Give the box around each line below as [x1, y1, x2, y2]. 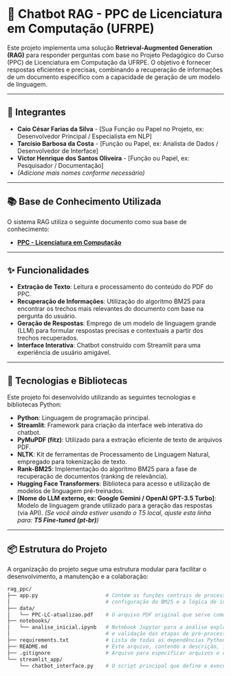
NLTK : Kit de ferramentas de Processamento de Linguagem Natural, [16, 450, 210, 459]
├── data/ [7, 604, 36, 611]
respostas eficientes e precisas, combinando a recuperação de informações [7, 65, 223, 74]
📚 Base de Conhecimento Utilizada [7, 196, 162, 208]
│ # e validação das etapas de [7, 631, 189, 637]
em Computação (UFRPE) [7, 21, 155, 36]
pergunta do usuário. [16, 312, 77, 320]
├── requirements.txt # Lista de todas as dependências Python [7, 637, 226, 644]
